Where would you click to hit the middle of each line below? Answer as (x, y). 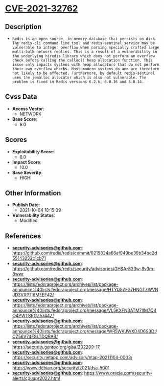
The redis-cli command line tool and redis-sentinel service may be (83, 43)
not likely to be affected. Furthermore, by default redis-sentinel (83, 73)
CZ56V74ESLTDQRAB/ (35, 336)
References (23, 236)
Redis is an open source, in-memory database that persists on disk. (85, 39)
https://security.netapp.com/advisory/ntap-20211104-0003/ (72, 358)
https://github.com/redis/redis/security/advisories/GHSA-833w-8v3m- (83, 269)
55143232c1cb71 (29, 258)
